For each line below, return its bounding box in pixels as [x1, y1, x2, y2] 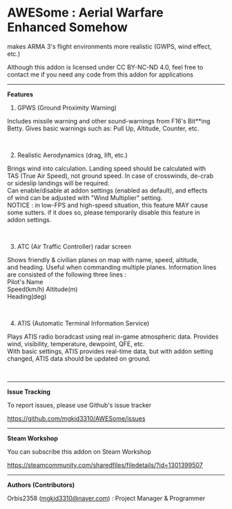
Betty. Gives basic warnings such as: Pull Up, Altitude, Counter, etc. [7, 124, 200, 132]
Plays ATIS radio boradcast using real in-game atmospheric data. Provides [7, 332, 219, 341]
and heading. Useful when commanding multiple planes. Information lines [7, 263, 217, 271]
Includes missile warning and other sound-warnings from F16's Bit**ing [7, 117, 211, 125]
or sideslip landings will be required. [7, 179, 110, 187]
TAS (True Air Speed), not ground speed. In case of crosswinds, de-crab [7, 171, 214, 180]
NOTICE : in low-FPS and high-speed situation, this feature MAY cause [7, 201, 209, 209]
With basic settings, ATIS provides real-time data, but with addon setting [7, 347, 213, 355]
